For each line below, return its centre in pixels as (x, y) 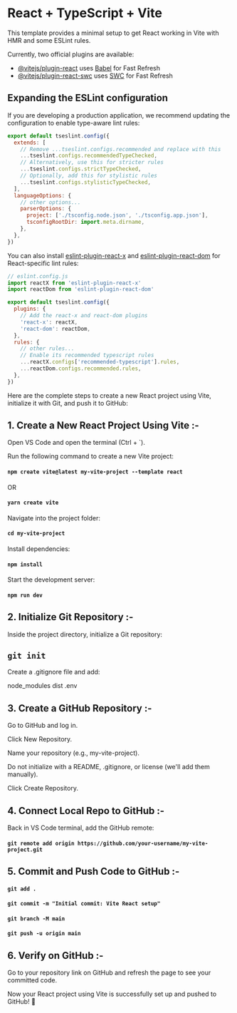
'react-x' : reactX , (49, 322)
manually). (23, 774)
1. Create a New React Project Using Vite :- (103, 426)
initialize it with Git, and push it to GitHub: (68, 403)
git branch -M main (36, 919)
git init (27, 656)
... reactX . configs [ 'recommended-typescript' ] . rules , (100, 362)
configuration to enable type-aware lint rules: (74, 123)
